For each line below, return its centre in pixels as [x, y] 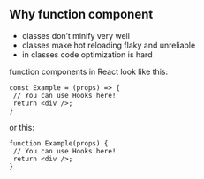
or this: [22, 127]
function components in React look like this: [89, 71]
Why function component [81, 15]
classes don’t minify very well [76, 35]
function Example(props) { [59, 143]
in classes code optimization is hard [87, 54]
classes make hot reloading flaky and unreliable [109, 45]
